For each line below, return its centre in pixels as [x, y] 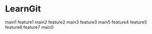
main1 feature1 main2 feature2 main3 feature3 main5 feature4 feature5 [76, 22]
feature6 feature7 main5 [29, 27]
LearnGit [23, 9]
